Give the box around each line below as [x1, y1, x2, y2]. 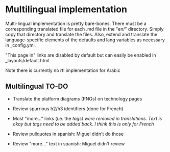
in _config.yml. [5, 42, 36, 48]
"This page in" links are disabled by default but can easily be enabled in [5, 52, 156, 58]
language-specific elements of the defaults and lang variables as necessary [5, 37, 165, 43]
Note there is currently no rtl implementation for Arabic [5, 67, 121, 73]
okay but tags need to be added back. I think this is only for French [12, 121, 154, 127]
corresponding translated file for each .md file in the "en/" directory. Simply [5, 26, 164, 32]
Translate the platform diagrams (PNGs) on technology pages [12, 95, 142, 102]
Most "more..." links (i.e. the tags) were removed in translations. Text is [12, 115, 162, 121]
